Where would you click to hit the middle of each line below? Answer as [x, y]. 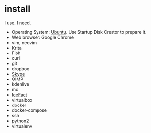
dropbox [20, 68]
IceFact [19, 95]
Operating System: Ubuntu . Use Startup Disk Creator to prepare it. [79, 32]
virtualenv [22, 126]
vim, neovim [24, 42]
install [18, 9]
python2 [20, 121]
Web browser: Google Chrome [43, 37]
